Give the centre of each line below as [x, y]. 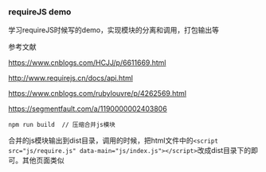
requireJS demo [40, 12]
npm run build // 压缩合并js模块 [62, 125]
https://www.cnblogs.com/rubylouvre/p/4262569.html [98, 94]
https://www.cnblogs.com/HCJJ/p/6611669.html [87, 63]
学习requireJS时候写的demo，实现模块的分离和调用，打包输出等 [114, 30]
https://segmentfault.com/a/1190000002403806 [88, 109]
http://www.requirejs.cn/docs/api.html [71, 78]
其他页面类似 [43, 160]
